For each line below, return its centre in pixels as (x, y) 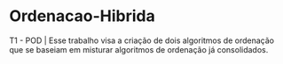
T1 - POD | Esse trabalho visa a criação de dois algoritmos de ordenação (142, 40)
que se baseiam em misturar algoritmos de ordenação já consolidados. (139, 49)
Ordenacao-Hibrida (82, 16)
